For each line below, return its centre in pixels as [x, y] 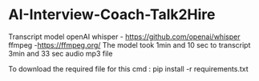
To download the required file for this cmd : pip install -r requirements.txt [128, 68]
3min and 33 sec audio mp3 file [61, 53]
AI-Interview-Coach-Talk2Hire [112, 15]
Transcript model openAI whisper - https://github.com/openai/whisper [124, 37]
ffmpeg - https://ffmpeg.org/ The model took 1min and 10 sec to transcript [129, 44]
